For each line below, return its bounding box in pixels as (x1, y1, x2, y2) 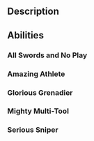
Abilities (7, 29, 44, 41)
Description (7, 6, 59, 17)
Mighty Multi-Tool (7, 106, 70, 116)
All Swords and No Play (7, 50, 88, 60)
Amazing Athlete (7, 69, 65, 79)
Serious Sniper (7, 125, 58, 135)
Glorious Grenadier (7, 87, 73, 97)
